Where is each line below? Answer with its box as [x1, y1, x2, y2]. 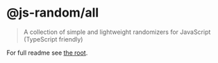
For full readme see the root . [6, 48, 88, 57]
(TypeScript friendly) [23, 35, 83, 43]
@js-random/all [6, 5, 99, 21]
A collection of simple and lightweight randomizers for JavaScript [23, 28, 211, 36]
